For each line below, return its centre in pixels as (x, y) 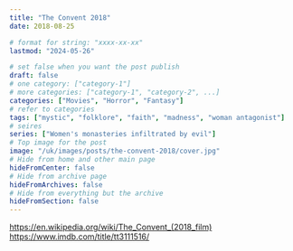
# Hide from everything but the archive (87, 193)
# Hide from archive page (58, 176)
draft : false (34, 76)
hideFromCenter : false (52, 168)
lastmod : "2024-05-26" (52, 51)
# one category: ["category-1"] (70, 84)
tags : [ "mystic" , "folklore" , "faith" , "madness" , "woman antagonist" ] (147, 117)
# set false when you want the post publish (95, 67)
